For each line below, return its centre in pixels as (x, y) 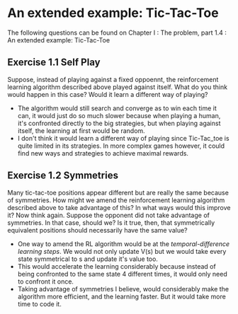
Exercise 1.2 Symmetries (63, 176)
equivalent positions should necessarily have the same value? (97, 230)
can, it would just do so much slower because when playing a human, (119, 115)
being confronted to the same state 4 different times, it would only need (123, 274)
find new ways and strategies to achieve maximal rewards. (103, 153)
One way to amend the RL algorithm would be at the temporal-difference (124, 244)
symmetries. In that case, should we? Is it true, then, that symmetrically (111, 222)
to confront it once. (46, 281)
